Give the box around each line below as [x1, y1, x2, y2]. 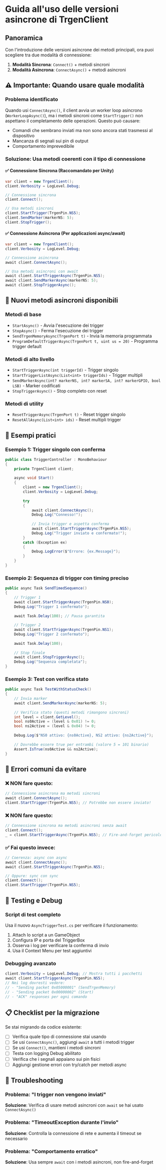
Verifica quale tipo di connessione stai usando [12, 1034, 107, 1039]
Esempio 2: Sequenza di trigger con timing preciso [5, 575, 129, 582]
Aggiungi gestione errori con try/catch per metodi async [12, 1062, 127, 1068]
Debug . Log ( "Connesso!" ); [31, 512, 83, 517]
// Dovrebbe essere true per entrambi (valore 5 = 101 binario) [14, 742, 149, 747]
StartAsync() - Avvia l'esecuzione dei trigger [12, 322, 104, 328]
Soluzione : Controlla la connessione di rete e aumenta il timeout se [5, 1130, 142, 1136]
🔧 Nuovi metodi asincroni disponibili [5, 296, 119, 305]
